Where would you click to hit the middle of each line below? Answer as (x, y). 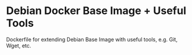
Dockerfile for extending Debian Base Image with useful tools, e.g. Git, (92, 39)
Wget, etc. (19, 46)
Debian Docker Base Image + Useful (96, 11)
